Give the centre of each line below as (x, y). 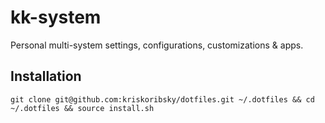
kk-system (56, 17)
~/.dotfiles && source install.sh (82, 108)
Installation (46, 76)
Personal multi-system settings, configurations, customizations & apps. (157, 45)
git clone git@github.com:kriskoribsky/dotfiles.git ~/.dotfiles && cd (162, 99)
